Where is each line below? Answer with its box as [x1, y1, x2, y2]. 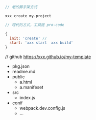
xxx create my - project [5, 13, 51, 18]
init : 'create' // [9, 36, 48, 41]
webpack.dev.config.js [19, 105, 66, 111]
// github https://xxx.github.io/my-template [5, 54, 91, 60]
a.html [19, 79, 33, 85]
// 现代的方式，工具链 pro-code [5, 22, 65, 27]
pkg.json [12, 63, 30, 69]
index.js [19, 95, 36, 101]
